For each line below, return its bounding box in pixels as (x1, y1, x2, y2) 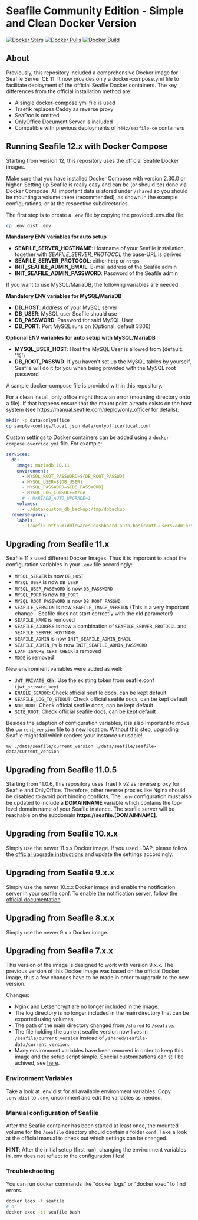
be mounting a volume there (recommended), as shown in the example (6, 194, 178, 201)
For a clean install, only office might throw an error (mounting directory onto (6, 393, 190, 401)
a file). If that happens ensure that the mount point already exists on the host (6, 400, 192, 407)
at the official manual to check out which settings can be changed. (6, 1134, 168, 1142)
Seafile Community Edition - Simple (6, 4, 184, 18)
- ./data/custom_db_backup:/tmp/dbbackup (21, 506, 126, 512)
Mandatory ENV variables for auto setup (6, 233, 107, 240)
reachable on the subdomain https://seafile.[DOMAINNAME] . (6, 812, 157, 819)
